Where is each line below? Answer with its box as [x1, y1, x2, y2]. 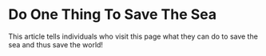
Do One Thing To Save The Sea [8, 6, 217, 24]
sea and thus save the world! [8, 39, 104, 49]
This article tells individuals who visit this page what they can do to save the [8, 32, 258, 41]
